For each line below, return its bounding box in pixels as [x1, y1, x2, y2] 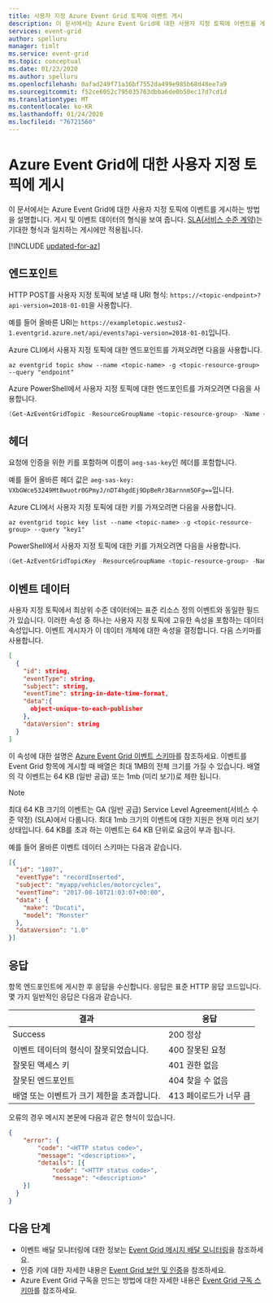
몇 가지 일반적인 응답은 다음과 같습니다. [8, 991, 132, 1002]
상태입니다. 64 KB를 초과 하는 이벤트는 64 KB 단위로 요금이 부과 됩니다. [8, 824, 236, 835]
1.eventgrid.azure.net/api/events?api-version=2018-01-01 [8, 329, 209, 337]
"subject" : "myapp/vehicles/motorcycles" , [15, 881, 162, 889]
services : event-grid [8, 27, 82, 35]
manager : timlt [8, 42, 60, 50]
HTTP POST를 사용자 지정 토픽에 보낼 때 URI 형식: [8, 290, 169, 300]
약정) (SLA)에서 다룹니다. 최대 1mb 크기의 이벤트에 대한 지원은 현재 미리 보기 [16, 814, 260, 824]
